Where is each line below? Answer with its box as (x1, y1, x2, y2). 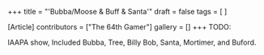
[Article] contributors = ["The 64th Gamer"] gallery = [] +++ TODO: (7, 22, 232, 31)
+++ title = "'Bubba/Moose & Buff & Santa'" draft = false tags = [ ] (7, 7, 228, 16)
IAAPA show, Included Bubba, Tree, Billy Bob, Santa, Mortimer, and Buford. (7, 37, 257, 47)
